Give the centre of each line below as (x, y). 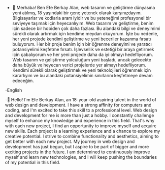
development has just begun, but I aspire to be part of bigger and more (77, 147)
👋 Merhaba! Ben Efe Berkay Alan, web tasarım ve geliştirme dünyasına (83, 8)
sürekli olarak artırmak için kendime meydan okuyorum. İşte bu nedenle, (85, 34)
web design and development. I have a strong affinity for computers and (78, 105)
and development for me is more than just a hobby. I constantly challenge (80, 115)
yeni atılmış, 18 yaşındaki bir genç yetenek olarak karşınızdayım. (77, 13)
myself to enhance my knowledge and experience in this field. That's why (80, 121)
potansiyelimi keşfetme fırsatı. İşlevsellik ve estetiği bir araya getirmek (83, 49)
